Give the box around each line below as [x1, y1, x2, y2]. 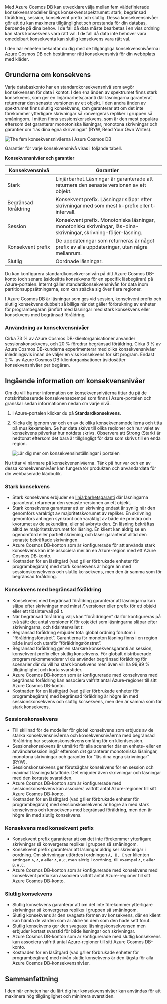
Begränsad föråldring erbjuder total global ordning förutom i [12, 629, 135, 635]
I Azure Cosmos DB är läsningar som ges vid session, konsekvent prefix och [5, 296, 162, 302]
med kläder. [5, 56, 30, 62]
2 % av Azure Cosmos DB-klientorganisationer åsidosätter [5, 357, 126, 363]
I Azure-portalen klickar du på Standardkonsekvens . [12, 410, 121, 416]
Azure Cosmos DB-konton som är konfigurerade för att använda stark [12, 542, 155, 548]
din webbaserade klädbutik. [5, 470, 62, 476]
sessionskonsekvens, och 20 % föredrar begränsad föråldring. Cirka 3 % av [5, 341, 161, 347]
